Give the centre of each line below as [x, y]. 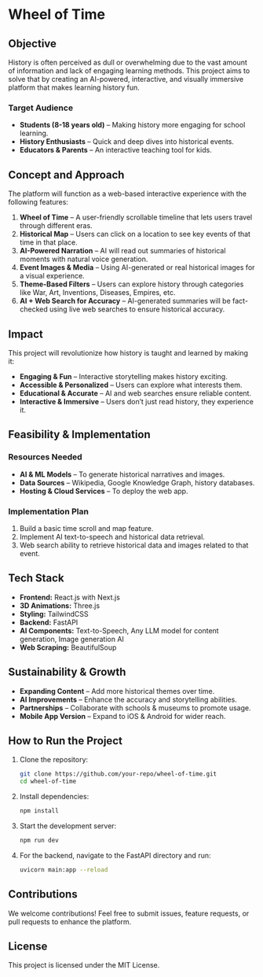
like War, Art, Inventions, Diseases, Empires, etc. [97, 293]
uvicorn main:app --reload [64, 870]
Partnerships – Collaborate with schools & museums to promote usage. [135, 708]
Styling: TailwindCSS [54, 614]
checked [34, 309]
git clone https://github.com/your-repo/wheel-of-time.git [118, 774]
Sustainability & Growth [67, 672]
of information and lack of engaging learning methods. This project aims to [129, 71]
